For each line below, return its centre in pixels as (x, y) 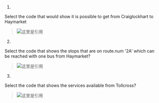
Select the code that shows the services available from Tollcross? (70, 85)
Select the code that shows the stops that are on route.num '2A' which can (79, 51)
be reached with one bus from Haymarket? (48, 56)
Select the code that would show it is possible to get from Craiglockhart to (79, 16)
